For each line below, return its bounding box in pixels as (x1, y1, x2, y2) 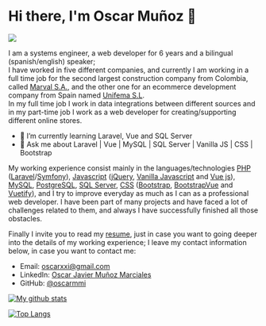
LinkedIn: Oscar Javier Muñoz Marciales (19, 270, 152, 279)
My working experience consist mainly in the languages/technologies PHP (8, 163, 252, 173)
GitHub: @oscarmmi (19, 278, 87, 288)
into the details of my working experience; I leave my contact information (8, 237, 248, 247)
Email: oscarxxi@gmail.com (19, 261, 110, 270)
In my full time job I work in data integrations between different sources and (8, 98, 256, 108)
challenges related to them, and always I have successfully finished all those (8, 205, 259, 215)
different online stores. (8, 115, 83, 125)
